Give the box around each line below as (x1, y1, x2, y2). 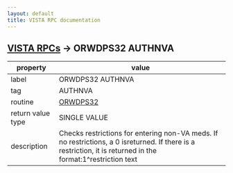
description (10, 142, 48, 151)
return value (10, 108, 51, 118)
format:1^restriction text (58, 154, 137, 164)
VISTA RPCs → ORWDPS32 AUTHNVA (7, 42, 175, 54)
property (16, 63, 46, 73)
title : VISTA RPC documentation (7, 17, 101, 24)
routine (10, 97, 34, 107)
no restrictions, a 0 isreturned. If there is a (58, 137, 196, 147)
